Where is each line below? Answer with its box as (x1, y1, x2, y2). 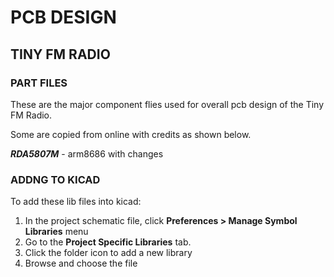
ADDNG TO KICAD (10, 172, 101, 186)
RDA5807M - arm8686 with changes (10, 147, 164, 160)
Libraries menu (24, 226, 89, 238)
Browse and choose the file (24, 257, 138, 270)
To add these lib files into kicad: (10, 196, 142, 208)
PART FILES (10, 76, 68, 90)
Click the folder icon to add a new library (24, 247, 193, 259)
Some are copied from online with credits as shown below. (10, 128, 252, 140)
